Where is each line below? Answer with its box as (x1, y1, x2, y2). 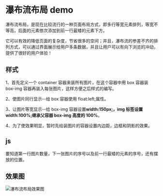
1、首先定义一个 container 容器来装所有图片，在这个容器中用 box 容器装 (5, 79, 149, 85)
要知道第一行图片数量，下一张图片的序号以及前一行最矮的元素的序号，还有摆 (5, 150, 158, 156)
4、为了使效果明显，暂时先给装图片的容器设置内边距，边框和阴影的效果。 (5, 123, 153, 128)
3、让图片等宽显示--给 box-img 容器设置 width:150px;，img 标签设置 (5, 106, 143, 112)
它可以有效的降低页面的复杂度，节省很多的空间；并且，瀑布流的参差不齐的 (5, 37, 154, 44)
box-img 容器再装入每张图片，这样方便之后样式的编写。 (5, 86, 117, 91)
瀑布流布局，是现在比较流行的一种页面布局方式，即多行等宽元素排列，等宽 (5, 21, 154, 27)
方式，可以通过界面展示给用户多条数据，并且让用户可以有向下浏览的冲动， (9, 44, 158, 50)
